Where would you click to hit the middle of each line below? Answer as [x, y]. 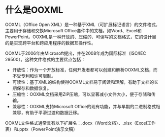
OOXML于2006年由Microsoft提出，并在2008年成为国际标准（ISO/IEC [76, 53]
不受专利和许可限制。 [34, 76]
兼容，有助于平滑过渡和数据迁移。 [47, 113]
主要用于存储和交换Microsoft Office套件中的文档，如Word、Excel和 [73, 30]
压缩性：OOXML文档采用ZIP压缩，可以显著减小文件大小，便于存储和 [82, 94]
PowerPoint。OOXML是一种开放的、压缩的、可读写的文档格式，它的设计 [79, 37]
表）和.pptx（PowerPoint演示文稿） [41, 129]
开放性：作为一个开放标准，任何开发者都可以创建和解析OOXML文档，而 [85, 69]
